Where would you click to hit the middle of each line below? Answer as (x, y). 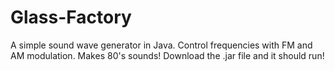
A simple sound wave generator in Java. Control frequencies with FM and (161, 45)
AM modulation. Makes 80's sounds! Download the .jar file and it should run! (167, 55)
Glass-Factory (71, 17)
